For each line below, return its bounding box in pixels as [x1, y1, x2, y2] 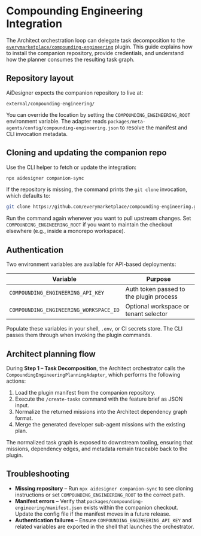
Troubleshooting [6, 469, 70, 479]
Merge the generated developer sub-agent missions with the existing [14, 420, 185, 428]
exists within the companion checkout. [83, 504, 178, 511]
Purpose [146, 275, 171, 283]
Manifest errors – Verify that [14, 497, 86, 504]
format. [14, 414, 33, 422]
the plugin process [125, 292, 178, 301]
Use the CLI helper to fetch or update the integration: [6, 163, 136, 171]
